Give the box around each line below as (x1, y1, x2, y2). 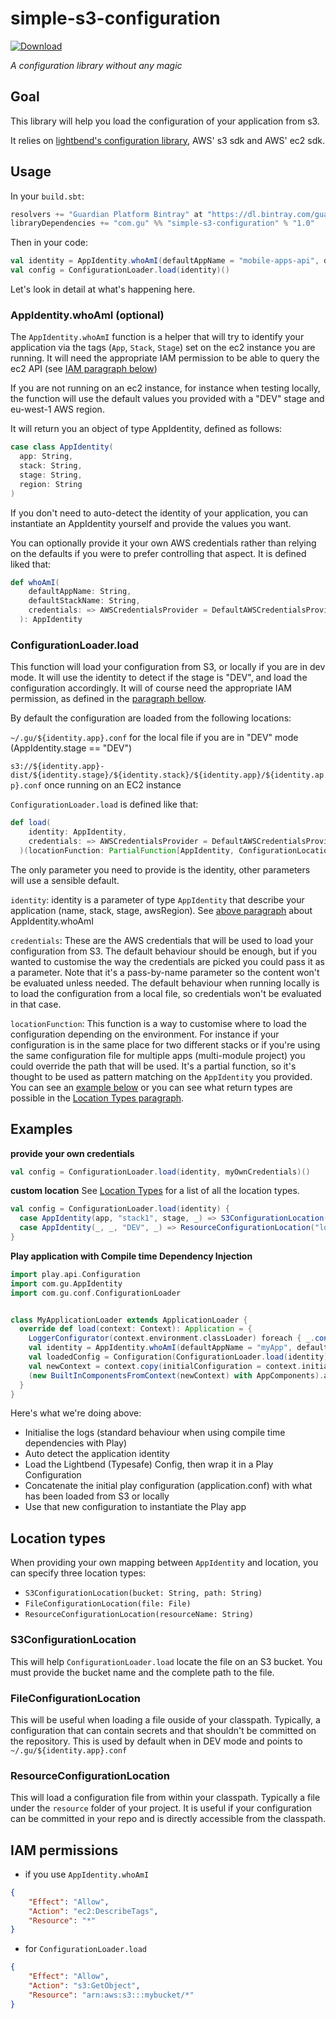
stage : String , (19, 470, 83, 480)
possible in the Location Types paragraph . (10, 1092, 185, 1104)
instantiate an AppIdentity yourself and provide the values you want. (10, 517, 292, 529)
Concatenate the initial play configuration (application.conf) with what (24, 1480, 313, 1492)
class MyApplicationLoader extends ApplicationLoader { (10, 1315, 248, 1325)
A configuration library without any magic (10, 59, 183, 71)
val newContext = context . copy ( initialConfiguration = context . (28, 1361, 302, 1371)
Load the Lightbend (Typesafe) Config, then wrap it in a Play (24, 1458, 274, 1471)
